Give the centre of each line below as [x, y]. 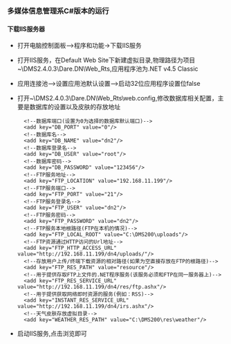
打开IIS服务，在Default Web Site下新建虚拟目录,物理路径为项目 [106, 60]
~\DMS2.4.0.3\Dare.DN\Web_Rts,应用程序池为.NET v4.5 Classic [108, 69]
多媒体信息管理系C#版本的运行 [58, 10]
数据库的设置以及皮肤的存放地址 [75, 107]
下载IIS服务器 [26, 28]
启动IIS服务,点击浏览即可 [52, 334]
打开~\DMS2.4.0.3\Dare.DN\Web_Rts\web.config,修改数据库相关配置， [117, 98]
